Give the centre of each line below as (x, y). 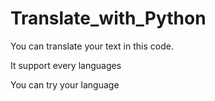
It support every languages (66, 65)
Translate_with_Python (108, 18)
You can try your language (65, 84)
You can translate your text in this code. (92, 46)
